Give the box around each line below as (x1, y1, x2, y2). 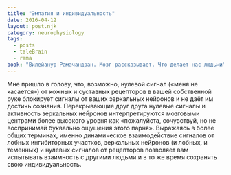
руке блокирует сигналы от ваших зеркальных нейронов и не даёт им (7, 94, 214, 103)
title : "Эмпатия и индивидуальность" (7, 10, 115, 17)
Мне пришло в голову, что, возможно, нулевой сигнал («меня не (7, 80, 198, 88)
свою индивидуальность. (7, 160, 82, 168)
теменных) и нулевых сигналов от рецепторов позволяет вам (7, 145, 189, 154)
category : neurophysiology (7, 29, 85, 36)
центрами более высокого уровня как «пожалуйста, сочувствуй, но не (7, 116, 217, 124)
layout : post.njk (7, 23, 57, 30)
